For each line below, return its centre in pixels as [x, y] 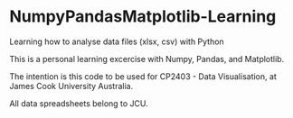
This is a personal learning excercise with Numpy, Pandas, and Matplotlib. [147, 59]
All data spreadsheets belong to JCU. [79, 103]
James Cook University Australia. [71, 86]
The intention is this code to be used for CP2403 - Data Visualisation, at [143, 76]
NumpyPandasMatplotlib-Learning [143, 17]
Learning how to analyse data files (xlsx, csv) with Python [117, 41]
